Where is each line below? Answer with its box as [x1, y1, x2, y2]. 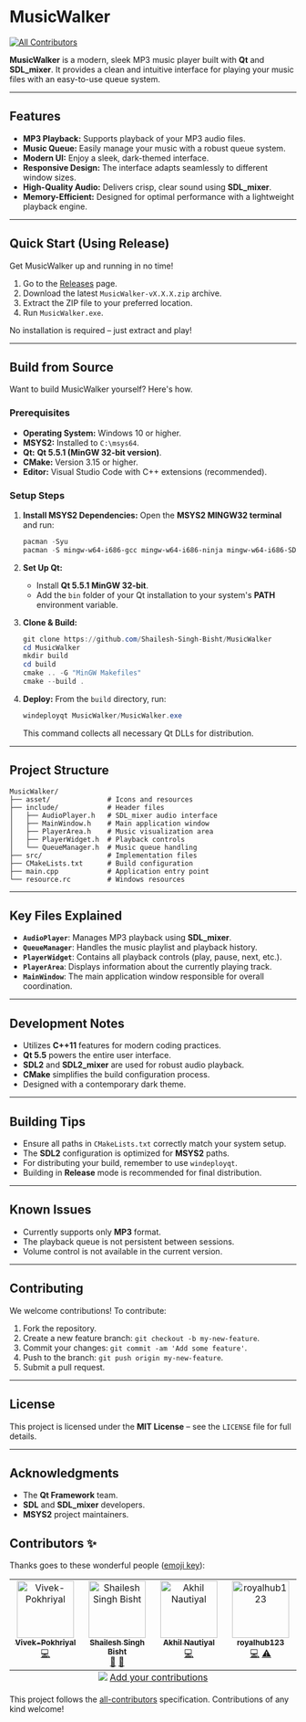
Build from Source [9, 359, 114, 375]
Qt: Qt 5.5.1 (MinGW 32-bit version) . [22, 446, 162, 457]
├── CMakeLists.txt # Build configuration [9, 858, 194, 868]
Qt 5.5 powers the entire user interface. [22, 1050, 171, 1061]
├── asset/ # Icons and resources [9, 794, 194, 804]
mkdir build [22, 651, 68, 661]
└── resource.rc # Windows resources [9, 875, 185, 884]
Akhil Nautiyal [162, 1637, 216, 1648]
